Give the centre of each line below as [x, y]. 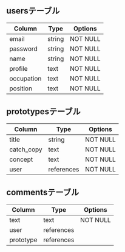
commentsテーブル [43, 193]
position [21, 88]
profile [19, 68]
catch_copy [26, 149]
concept [21, 159]
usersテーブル [33, 11]
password [23, 49]
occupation [25, 78]
